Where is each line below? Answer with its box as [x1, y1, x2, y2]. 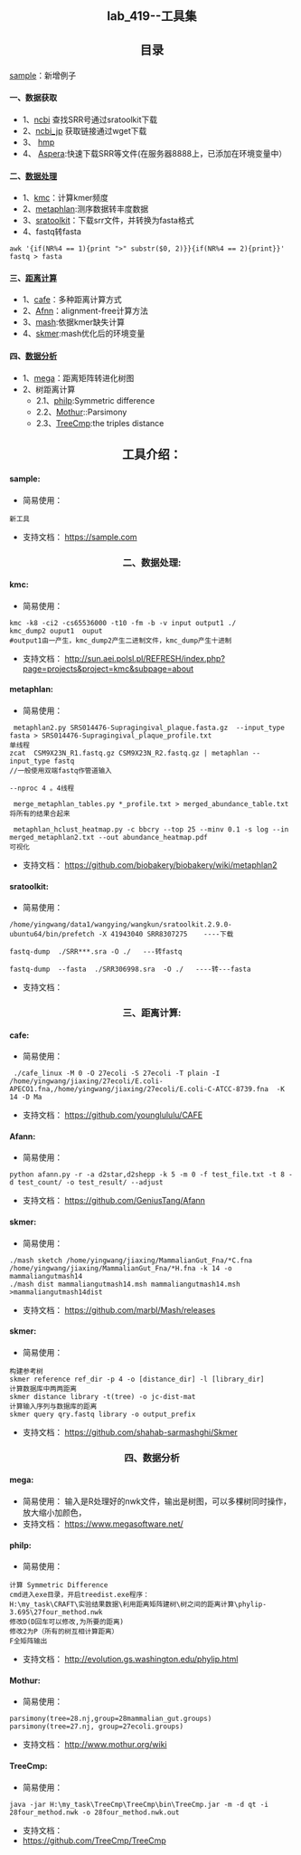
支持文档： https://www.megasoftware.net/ [22, 1518, 183, 1529]
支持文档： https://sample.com [22, 531, 137, 542]
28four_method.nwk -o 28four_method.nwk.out [9, 1808, 180, 1817]
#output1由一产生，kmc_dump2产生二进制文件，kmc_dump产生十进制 [9, 636, 232, 645]
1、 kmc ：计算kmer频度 [22, 193, 108, 204]
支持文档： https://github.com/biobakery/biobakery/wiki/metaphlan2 [22, 859, 277, 870]
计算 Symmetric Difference [9, 1581, 108, 1590]
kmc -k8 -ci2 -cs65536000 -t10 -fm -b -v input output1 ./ [9, 618, 237, 627]
